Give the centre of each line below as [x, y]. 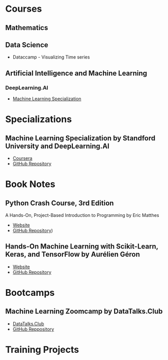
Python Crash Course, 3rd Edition [60, 203]
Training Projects [42, 350]
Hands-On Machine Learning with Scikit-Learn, [82, 247]
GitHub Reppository [33, 329]
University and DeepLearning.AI [57, 146]
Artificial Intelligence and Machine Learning [76, 73]
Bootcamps [30, 293]
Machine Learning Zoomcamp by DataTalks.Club [84, 311]
